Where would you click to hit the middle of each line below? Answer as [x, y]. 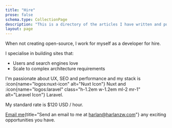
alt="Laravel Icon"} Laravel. [34, 95]
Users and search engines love [45, 63]
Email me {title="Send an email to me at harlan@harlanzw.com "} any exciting [86, 115]
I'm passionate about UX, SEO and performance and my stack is [73, 79]
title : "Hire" [20, 10]
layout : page [19, 29]
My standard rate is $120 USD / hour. [44, 105]
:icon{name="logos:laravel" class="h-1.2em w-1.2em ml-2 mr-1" [73, 89]
